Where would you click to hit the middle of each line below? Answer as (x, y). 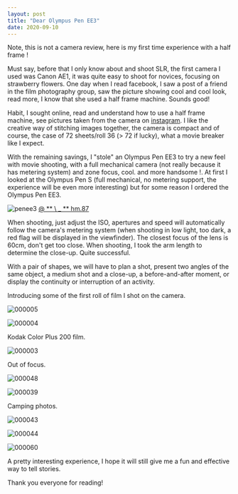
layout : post (27, 14)
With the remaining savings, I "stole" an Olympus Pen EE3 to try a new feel (117, 157)
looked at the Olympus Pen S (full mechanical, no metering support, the (112, 180)
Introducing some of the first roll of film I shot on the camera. (97, 296)
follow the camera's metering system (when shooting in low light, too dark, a (119, 230)
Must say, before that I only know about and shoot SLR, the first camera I (114, 69)
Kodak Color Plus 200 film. (47, 337)
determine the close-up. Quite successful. (69, 253)
